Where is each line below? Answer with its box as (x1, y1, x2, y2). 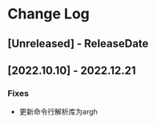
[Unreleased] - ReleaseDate (7, 37, 149, 50)
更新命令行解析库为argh (18, 107, 98, 117)
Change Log (7, 5, 90, 23)
